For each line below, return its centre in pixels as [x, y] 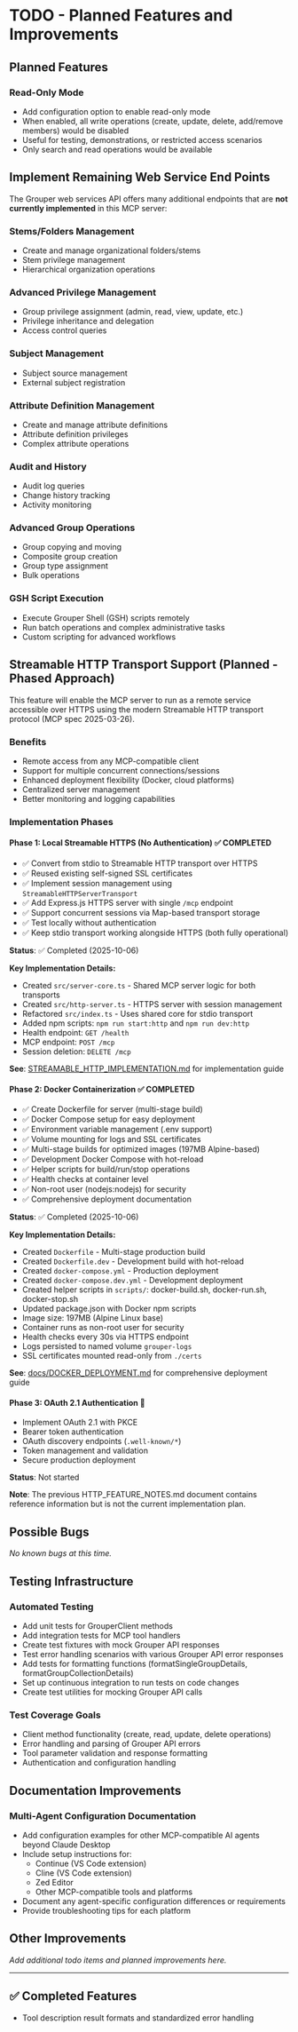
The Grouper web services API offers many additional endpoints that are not [149, 198]
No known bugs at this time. [61, 1553]
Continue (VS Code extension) [91, 1863]
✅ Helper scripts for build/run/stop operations [106, 1170]
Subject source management [75, 373]
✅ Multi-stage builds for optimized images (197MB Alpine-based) [141, 1149]
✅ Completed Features [73, 1996]
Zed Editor [54, 1882]
